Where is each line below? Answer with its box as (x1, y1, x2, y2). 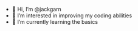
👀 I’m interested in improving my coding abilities (12, 12, 133, 19)
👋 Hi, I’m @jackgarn (12, 6, 62, 13)
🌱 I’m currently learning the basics (12, 18, 98, 25)
